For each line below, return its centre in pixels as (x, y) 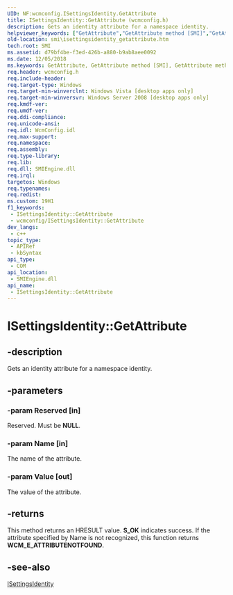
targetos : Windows (34, 182)
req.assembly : (28, 150)
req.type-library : (34, 156)
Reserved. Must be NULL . (44, 425)
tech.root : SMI (29, 46)
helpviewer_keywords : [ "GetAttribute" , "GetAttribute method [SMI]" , (108, 33)
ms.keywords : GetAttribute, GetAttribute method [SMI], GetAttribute (110, 65)
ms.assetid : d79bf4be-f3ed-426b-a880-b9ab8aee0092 (82, 53)
